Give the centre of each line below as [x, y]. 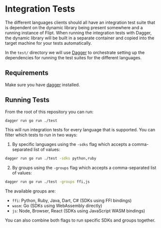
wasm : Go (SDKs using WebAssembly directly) [57, 206]
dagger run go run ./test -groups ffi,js [48, 182]
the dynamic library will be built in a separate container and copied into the [80, 38]
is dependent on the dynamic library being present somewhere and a [74, 27]
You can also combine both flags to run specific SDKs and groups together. [80, 220]
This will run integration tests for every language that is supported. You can [80, 130]
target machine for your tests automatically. [48, 43]
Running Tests [27, 100]
